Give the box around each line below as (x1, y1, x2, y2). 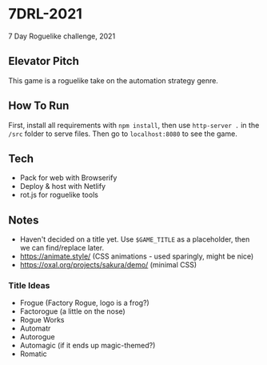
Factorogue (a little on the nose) (19, 307, 126, 316)
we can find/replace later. (19, 243, 105, 253)
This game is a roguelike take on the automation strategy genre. (8, 75, 218, 85)
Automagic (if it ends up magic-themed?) (19, 341, 156, 351)
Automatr (19, 323, 51, 333)
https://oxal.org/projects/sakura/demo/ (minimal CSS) (19, 260, 197, 270)
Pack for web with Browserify (19, 173, 118, 182)
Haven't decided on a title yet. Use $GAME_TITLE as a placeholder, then (19, 235, 250, 244)
